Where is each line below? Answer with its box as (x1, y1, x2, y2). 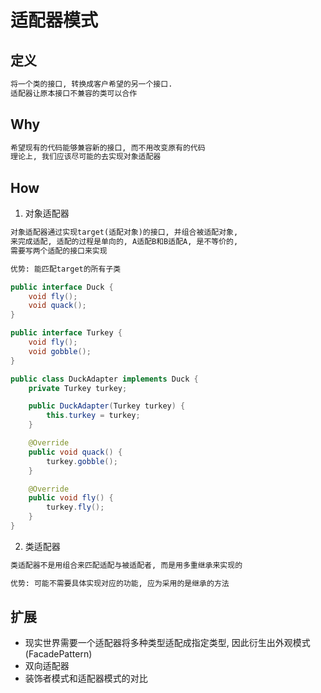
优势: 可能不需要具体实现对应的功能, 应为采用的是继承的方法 (10, 578, 230, 588)
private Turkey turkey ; (28, 383, 128, 393)
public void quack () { (28, 447, 123, 457)
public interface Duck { (10, 282, 114, 292)
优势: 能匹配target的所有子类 (10, 264, 122, 274)
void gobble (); (28, 346, 92, 356)
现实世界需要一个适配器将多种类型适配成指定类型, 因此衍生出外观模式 (24, 637, 311, 649)
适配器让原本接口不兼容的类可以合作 (10, 88, 138, 98)
